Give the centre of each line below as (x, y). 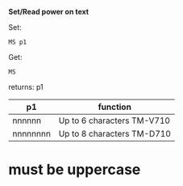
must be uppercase (75, 170)
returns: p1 (26, 87)
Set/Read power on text (49, 12)
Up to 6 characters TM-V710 (114, 120)
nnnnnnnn (31, 134)
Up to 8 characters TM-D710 (114, 134)
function (114, 107)
